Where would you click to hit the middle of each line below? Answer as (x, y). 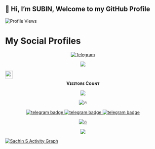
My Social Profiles (43, 41)
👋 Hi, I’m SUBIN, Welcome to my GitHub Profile (78, 9)
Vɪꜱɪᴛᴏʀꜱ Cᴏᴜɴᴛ (83, 83)
